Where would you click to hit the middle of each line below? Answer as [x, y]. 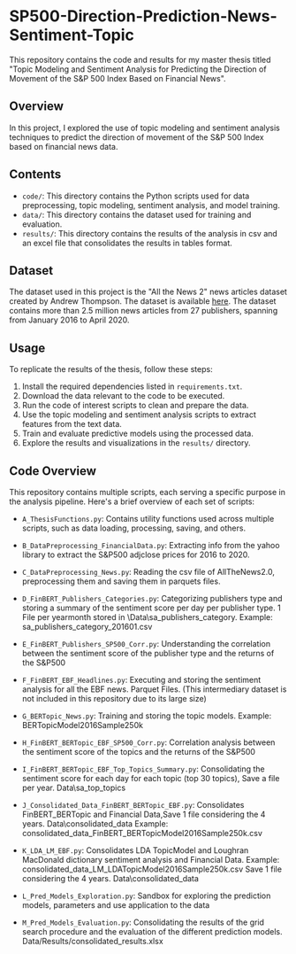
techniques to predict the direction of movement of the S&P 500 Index [137, 137]
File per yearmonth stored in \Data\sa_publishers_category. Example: [148, 617]
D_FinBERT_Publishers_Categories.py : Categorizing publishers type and [152, 598]
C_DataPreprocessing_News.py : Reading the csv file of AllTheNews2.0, [148, 572]
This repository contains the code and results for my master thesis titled [140, 59]
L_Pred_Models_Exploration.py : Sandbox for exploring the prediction [146, 896]
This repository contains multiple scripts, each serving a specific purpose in [147, 492]
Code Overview [53, 471]
